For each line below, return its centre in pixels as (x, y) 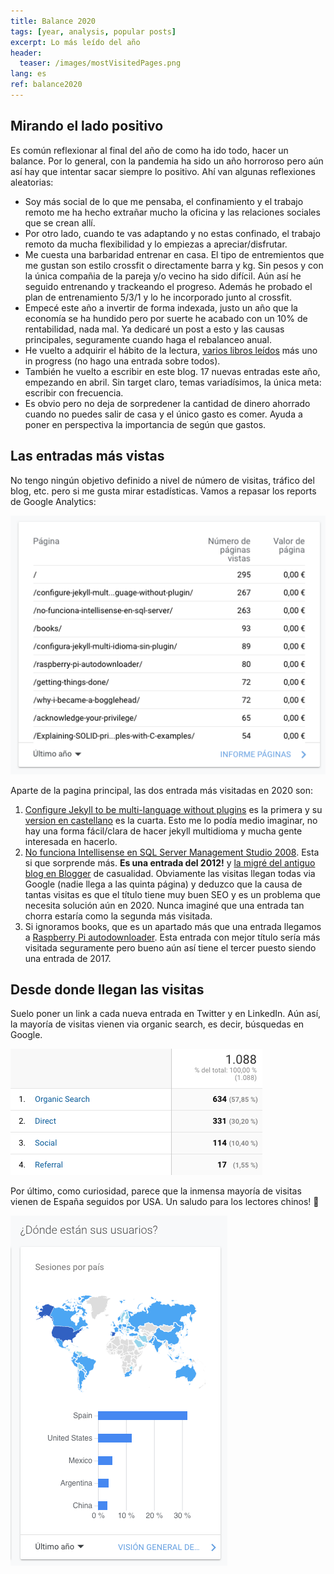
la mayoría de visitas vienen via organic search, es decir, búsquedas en (157, 1024)
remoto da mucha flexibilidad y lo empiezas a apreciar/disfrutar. (156, 244)
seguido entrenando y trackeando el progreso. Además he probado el (168, 286)
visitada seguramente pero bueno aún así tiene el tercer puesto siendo (170, 947)
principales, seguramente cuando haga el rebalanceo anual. (148, 339)
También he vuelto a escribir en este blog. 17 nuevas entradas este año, (172, 371)
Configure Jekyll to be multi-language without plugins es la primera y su (173, 809)
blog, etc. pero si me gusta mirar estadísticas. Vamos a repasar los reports (163, 491)
